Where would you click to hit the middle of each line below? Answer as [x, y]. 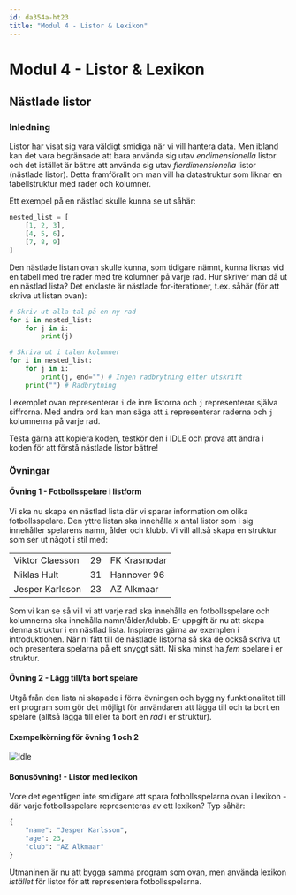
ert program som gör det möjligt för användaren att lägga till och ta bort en [144, 707]
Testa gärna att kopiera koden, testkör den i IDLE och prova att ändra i [137, 438]
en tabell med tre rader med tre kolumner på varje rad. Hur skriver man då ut [148, 276]
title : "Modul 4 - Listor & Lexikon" [79, 26]
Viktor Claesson [46, 560]
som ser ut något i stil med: [59, 539]
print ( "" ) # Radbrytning [71, 385]
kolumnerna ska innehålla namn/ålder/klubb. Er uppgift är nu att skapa [137, 620]
